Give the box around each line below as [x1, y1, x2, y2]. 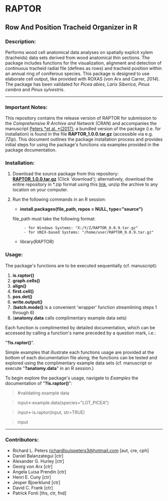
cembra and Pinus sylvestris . [5, 86, 65, 93]
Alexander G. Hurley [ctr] [12, 458, 64, 464]
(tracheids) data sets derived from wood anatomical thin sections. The [5, 55, 150, 61]
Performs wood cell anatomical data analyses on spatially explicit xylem [5, 49, 153, 55]
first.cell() [12, 288, 34, 294]
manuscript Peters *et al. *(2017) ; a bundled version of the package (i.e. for [5, 126, 161, 132]
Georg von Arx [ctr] [12, 463, 53, 469]
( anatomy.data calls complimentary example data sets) [12, 315, 127, 321]
